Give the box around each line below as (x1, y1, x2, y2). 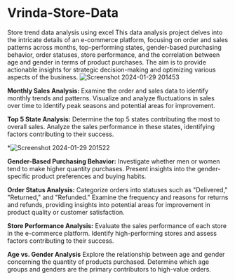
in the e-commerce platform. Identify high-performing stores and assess (7, 229, 217, 237)
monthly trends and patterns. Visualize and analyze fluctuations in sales (7, 93, 215, 102)
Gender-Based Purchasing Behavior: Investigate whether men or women (7, 156, 220, 166)
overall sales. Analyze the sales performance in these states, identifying (7, 122, 215, 131)
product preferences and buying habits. (32, 172, 147, 180)
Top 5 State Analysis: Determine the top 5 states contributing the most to (7, 114, 220, 124)
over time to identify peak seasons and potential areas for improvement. (7, 101, 215, 109)
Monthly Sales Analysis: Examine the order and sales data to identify (7, 86, 209, 95)
